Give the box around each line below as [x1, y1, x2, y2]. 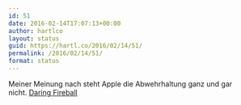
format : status [8, 57, 60, 65]
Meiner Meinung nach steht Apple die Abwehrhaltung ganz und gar [8, 78, 233, 89]
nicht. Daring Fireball [8, 87, 78, 97]
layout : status [8, 34, 60, 43]
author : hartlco [8, 27, 63, 35]
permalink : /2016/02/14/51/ [8, 49, 104, 57]
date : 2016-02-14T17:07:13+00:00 [8, 19, 121, 27]
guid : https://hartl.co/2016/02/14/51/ [8, 42, 143, 50]
